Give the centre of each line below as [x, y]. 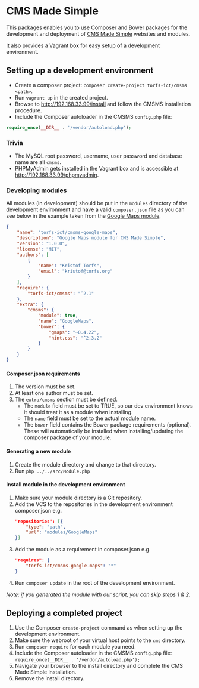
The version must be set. [45, 387]
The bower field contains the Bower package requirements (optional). [108, 425]
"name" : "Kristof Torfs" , [70, 266]
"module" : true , [58, 316]
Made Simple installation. [45, 672]
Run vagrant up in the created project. [61, 97]
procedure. [29, 110]
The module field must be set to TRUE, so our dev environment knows [108, 406]
